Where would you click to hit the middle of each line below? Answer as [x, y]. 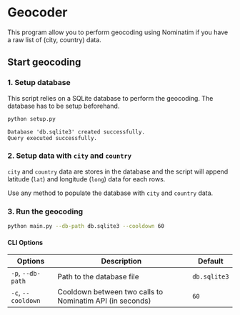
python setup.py [31, 119]
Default [210, 261]
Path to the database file [98, 277]
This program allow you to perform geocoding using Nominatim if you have [118, 32]
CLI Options [25, 242]
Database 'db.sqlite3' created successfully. [76, 132]
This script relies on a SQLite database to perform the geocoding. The [110, 98]
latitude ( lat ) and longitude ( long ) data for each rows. [86, 179]
